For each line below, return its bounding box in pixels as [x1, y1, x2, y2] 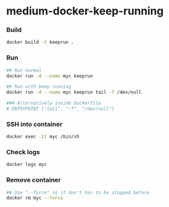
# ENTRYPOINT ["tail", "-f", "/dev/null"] [6, 106, 115, 112]
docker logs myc [6, 161, 47, 168]
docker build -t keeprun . [6, 39, 74, 46]
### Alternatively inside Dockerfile [6, 100, 101, 107]
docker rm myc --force [6, 195, 63, 201]
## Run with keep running [6, 84, 71, 90]
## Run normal [6, 67, 42, 73]
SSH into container [6, 120, 63, 128]
